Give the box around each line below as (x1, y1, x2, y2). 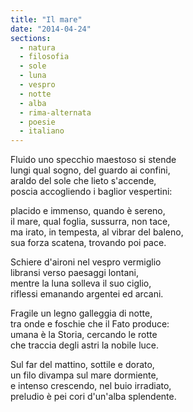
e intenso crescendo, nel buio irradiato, (10, 380, 172, 392)
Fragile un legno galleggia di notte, (10, 307, 153, 320)
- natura (19, 42, 56, 53)
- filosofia (19, 52, 70, 62)
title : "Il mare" (10, 14, 83, 25)
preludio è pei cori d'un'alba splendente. (10, 391, 177, 403)
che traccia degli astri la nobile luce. (10, 339, 160, 351)
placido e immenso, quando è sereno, (10, 205, 166, 217)
